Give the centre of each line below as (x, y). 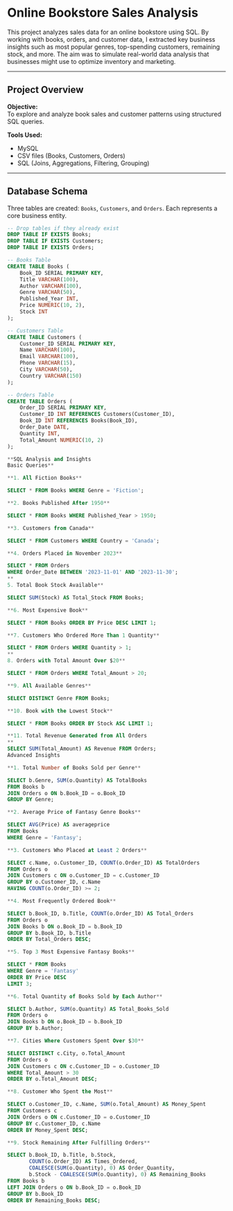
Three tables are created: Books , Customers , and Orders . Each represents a (112, 208)
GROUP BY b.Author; (35, 1028)
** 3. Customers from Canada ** (51, 528)
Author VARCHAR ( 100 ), (51, 286)
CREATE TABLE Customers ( (44, 337)
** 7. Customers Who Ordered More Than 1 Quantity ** (83, 635)
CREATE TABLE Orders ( (40, 401)
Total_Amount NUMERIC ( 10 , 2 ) (62, 440)
